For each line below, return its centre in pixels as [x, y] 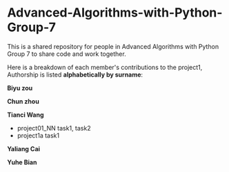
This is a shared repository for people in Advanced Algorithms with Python [113, 46]
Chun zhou [23, 101]
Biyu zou [20, 88]
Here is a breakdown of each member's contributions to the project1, [105, 67]
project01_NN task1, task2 [54, 128]
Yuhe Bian [22, 162]
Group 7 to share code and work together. [67, 54]
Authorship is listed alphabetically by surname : [75, 75]
